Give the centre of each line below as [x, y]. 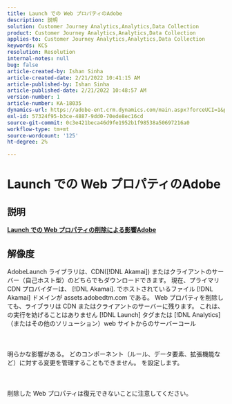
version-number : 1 [33, 97]
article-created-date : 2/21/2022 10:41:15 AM [74, 78]
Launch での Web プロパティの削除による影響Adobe [82, 230]
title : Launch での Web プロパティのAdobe [65, 13]
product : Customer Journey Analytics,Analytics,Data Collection [101, 33]
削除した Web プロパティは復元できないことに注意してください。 [100, 393]
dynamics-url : [28, 110]
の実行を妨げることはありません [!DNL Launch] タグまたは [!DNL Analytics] [114, 314]
